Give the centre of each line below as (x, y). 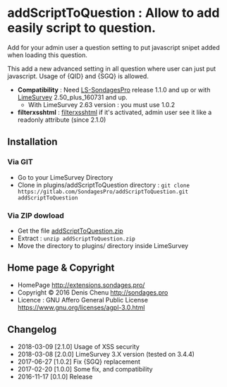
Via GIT (20, 162)
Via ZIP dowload (36, 215)
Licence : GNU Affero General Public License (82, 300)
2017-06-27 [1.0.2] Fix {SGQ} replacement (79, 362)
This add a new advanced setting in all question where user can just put (112, 68)
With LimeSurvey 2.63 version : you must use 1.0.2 (102, 104)
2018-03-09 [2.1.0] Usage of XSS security (78, 346)
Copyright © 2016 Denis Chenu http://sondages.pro (93, 292)
